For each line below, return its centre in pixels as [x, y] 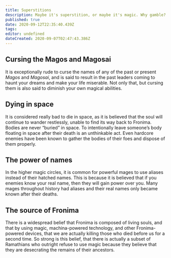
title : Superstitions [28, 10]
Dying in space [29, 104]
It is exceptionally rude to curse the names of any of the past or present [81, 72]
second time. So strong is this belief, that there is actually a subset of [78, 239]
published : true [23, 19]
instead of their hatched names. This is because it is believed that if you [81, 178]
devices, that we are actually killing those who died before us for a [95, 233]
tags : [11, 29]
